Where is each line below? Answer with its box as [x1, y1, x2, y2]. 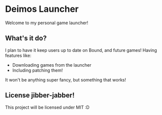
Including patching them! [12, 67, 63, 73]
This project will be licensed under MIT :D [5, 104, 90, 110]
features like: [5, 52, 32, 58]
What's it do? [5, 34, 47, 42]
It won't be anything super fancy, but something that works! [5, 77, 127, 82]
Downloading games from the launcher [12, 62, 92, 68]
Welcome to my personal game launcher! [5, 20, 89, 26]
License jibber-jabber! [5, 91, 75, 100]
